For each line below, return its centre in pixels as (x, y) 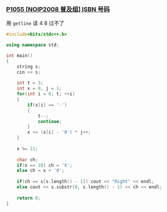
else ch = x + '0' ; (41, 171)
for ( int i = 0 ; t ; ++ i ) (46, 94)
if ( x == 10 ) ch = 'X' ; (45, 165)
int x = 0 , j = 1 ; (39, 89)
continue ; (50, 121)
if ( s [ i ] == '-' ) (47, 105)
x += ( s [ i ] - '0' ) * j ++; (59, 132)
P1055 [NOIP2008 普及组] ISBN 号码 (58, 9)
